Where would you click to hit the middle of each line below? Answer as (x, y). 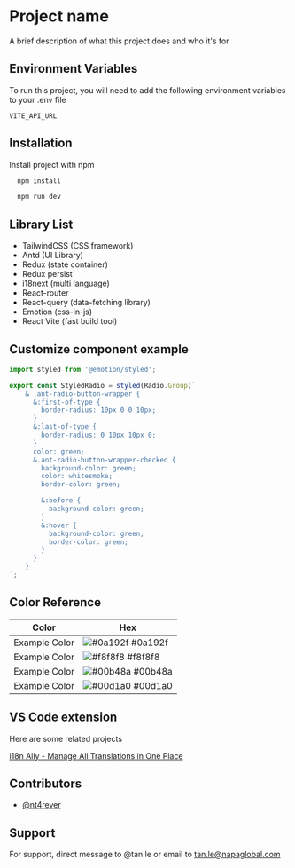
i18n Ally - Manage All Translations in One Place (96, 755)
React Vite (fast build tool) (70, 321)
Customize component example (99, 349)
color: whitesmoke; (77, 477)
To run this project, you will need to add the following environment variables (147, 90)
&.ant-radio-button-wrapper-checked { (104, 460)
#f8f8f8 (144, 657)
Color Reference (55, 602)
